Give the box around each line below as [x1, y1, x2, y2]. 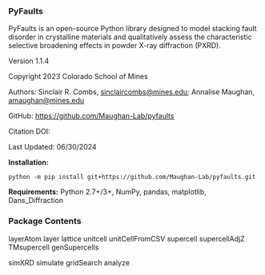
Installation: [8, 157, 50, 167]
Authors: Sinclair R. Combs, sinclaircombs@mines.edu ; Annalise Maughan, [8, 87, 255, 97]
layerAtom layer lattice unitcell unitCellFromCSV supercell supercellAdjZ [8, 233, 246, 243]
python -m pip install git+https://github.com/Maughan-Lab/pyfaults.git [8, 173, 256, 181]
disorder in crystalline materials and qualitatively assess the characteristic [8, 32, 252, 42]
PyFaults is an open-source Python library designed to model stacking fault [8, 24, 257, 34]
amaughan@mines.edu [8, 96, 85, 106]
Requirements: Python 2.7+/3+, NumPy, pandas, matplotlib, [8, 187, 207, 197]
